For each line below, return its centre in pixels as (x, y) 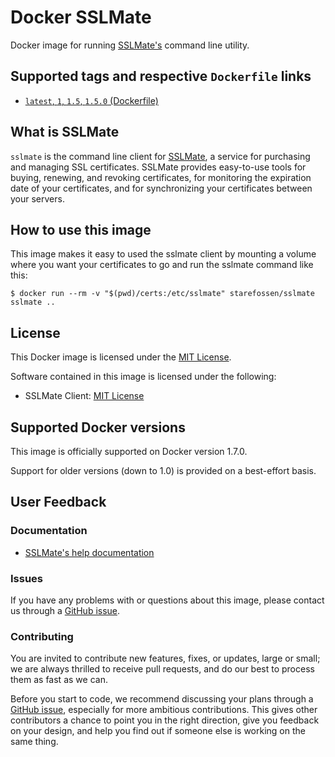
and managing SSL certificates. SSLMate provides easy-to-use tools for (158, 167)
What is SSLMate (65, 132)
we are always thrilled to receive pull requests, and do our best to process (162, 669)
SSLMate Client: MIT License (84, 396)
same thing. (34, 742)
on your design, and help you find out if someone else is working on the (158, 731)
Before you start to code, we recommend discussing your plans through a (162, 699)
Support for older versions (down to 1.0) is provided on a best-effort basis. (163, 470)
